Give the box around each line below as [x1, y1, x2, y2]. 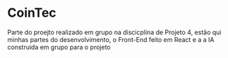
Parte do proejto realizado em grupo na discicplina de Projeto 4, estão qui [7, 28, 222, 36]
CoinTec [7, 5, 56, 21]
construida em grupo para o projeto [7, 43, 111, 51]
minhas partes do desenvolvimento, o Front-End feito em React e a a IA [7, 35, 215, 43]
